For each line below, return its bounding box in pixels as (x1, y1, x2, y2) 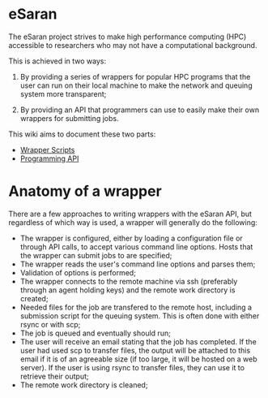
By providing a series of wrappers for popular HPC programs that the (19, 71, 251, 81)
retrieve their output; (19, 371, 89, 381)
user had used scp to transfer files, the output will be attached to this (19, 345, 251, 355)
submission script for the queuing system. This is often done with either (19, 310, 260, 321)
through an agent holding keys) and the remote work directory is (19, 285, 236, 295)
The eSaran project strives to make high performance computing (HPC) (8, 32, 247, 41)
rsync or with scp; (19, 319, 81, 329)
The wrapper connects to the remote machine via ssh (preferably (19, 276, 238, 286)
